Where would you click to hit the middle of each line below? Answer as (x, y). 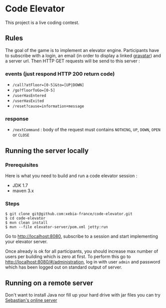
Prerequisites (22, 165)
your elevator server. (26, 242)
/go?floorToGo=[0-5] (34, 90)
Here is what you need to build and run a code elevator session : (71, 176)
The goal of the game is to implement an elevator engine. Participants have (82, 50)
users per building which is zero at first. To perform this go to (68, 257)
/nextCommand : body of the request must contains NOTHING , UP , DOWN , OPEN (86, 130)
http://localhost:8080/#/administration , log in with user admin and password (83, 262)
